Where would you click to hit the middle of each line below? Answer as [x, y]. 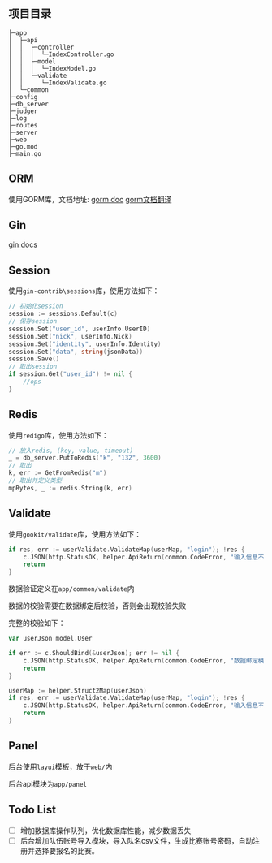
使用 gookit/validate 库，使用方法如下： [75, 534]
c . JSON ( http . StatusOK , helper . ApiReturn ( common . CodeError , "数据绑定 [140, 660]
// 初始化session [36, 306]
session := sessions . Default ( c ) [63, 314]
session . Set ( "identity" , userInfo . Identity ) [85, 344]
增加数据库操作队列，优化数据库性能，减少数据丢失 [106, 831]
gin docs [23, 244]
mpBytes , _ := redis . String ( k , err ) [70, 488]
